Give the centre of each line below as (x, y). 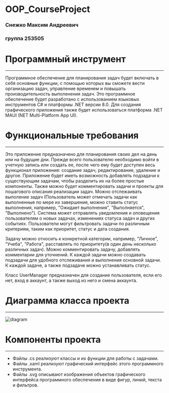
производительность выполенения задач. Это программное (70, 93)
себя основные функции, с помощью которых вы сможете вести (75, 83)
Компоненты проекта (53, 340)
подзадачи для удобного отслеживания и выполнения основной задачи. (83, 260)
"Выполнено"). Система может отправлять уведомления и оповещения (82, 213)
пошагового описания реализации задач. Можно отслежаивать (74, 191)
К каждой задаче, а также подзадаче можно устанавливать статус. (78, 265)
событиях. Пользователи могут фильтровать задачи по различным (77, 223)
